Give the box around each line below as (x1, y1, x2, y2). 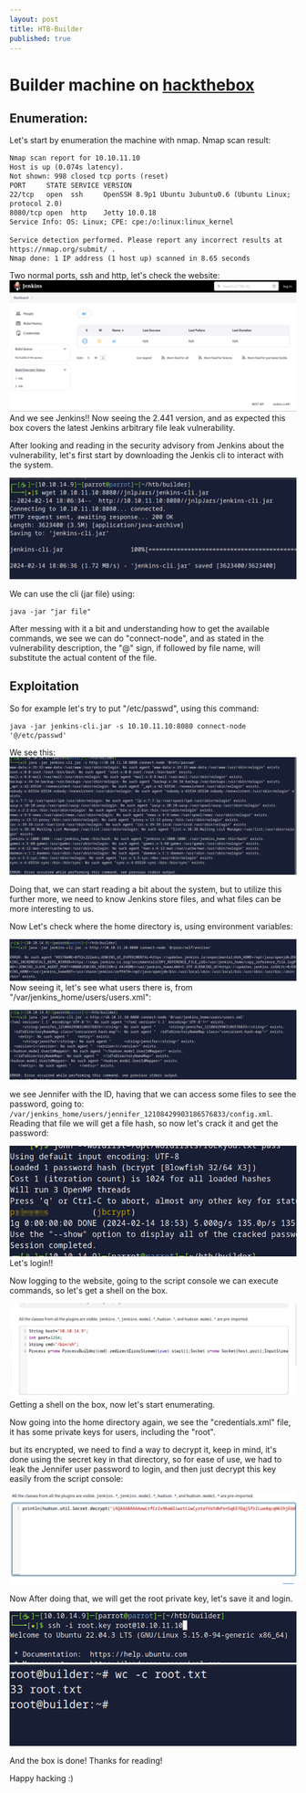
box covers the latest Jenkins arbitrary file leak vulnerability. (9, 422, 236, 433)
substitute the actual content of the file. (9, 652, 158, 663)
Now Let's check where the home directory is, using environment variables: (9, 921, 293, 932)
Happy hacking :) (9, 1773, 75, 1784)
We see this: (9, 747, 56, 758)
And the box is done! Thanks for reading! (9, 1756, 163, 1767)
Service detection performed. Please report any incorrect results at (9, 236, 283, 246)
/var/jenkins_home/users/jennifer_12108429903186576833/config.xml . (9, 1108, 273, 1119)
